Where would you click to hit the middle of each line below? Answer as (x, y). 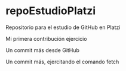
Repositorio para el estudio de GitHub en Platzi (63, 27)
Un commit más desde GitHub (43, 50)
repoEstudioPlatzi (51, 11)
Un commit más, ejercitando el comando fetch (62, 62)
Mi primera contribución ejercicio (46, 38)
